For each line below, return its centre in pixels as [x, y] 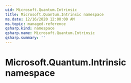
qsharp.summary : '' [25, 38]
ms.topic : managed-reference [35, 24]
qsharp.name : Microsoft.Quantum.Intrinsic [50, 33]
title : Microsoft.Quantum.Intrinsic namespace [54, 14]
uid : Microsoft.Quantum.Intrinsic [41, 10]
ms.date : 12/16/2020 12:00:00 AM [40, 19]
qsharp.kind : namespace [30, 28]
